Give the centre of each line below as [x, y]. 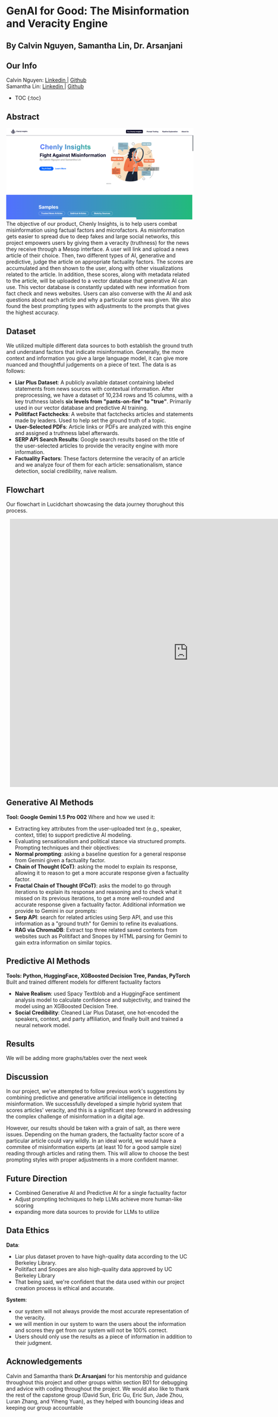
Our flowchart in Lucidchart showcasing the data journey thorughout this [95, 504]
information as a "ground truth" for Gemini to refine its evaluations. [96, 923]
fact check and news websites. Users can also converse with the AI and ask [99, 294]
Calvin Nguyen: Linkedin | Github [46, 80]
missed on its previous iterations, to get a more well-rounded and [94, 898]
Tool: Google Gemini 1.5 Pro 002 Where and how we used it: [81, 817]
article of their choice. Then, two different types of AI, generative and [91, 256]
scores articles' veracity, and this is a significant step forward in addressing [99, 1110]
